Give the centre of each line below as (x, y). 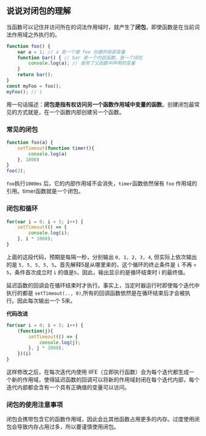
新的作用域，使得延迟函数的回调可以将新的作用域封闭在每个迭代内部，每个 (105, 380)
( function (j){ (35, 331)
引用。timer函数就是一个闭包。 (45, 191)
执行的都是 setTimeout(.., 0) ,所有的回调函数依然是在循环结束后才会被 (96, 293)
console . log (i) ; (49, 233)
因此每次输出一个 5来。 (46, 300)
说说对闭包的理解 (39, 11)
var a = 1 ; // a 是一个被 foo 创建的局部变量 (71, 52)
